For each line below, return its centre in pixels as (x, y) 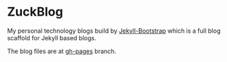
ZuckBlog (35, 12)
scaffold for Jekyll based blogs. (52, 37)
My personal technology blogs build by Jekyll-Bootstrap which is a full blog (114, 31)
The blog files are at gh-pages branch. (62, 51)
